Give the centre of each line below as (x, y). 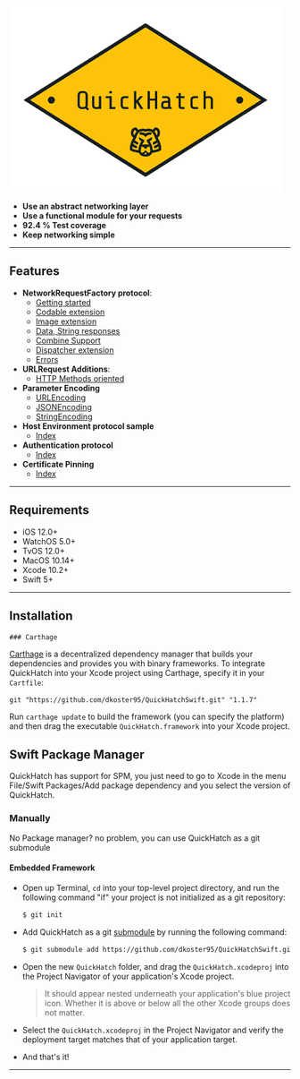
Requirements (49, 510)
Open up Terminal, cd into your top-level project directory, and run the (150, 887)
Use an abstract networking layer (85, 206)
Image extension (66, 321)
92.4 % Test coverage (64, 225)
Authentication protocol (67, 445)
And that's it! (46, 1057)
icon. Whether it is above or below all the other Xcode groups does (167, 1003)
